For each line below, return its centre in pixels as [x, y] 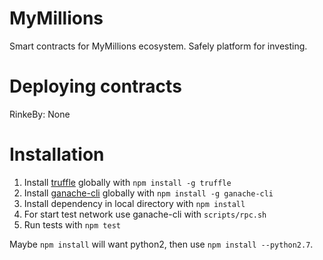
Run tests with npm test [72, 224]
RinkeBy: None [40, 114]
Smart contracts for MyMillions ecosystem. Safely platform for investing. [158, 46]
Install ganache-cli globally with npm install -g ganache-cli [148, 193]
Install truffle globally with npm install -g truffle [127, 182]
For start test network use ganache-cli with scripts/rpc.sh [145, 214]
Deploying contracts [95, 86]
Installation [57, 154]
